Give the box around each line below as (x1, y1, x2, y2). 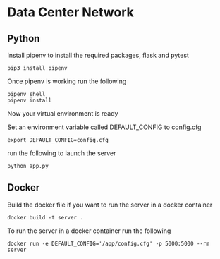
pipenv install (7, 97, 52, 104)
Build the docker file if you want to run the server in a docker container (7, 200, 213, 209)
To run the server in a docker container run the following (7, 227, 171, 235)
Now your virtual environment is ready (7, 109, 118, 117)
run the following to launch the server (7, 149, 116, 157)
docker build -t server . (7, 214, 83, 221)
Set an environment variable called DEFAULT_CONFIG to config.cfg (7, 123, 202, 131)
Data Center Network (7, 4, 134, 20)
